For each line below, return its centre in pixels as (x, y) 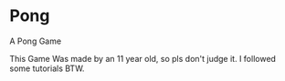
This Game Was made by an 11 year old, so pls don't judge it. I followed (143, 58)
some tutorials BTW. (47, 68)
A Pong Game (36, 41)
